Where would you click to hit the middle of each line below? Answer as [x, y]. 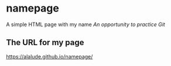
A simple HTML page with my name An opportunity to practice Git [85, 24]
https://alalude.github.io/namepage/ [49, 56]
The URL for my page [45, 43]
